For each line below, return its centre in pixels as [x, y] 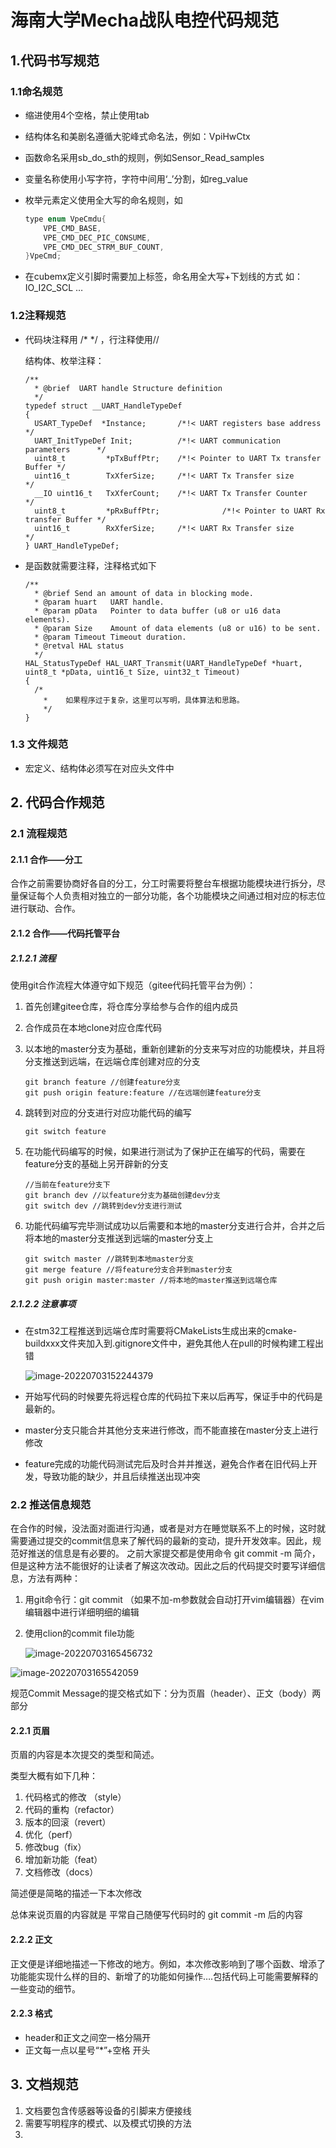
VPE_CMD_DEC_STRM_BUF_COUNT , [104, 247]
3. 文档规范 [44, 2084]
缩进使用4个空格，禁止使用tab [87, 115]
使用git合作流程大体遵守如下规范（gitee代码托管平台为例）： [133, 985]
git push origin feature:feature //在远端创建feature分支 [143, 1092]
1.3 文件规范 [39, 744]
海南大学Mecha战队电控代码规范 [144, 20]
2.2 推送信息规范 [51, 1504]
